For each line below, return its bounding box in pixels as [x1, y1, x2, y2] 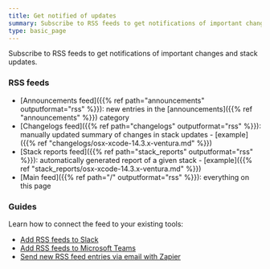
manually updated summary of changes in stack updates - [19, 129, 214, 139]
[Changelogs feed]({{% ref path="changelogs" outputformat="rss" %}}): [19, 121, 262, 131]
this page [19, 181, 51, 190]
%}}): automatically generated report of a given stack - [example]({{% [19, 155, 253, 165]
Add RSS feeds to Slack [19, 234, 99, 244]
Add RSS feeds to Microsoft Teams [19, 243, 137, 253]
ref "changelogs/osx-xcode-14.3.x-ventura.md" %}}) [37, 138, 213, 148]
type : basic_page [8, 26, 67, 35]
